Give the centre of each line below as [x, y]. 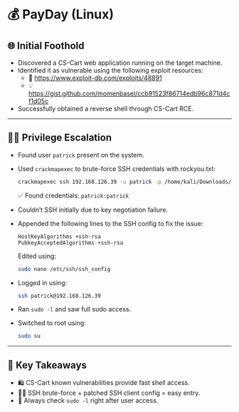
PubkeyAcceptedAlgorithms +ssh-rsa [70, 243]
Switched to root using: [52, 323]
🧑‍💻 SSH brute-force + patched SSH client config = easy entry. [109, 393]
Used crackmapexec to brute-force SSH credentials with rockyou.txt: [116, 168]
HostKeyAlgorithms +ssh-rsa [59, 237]
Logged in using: [42, 282]
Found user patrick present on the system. [81, 155]
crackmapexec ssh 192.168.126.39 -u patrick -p [89, 182]
